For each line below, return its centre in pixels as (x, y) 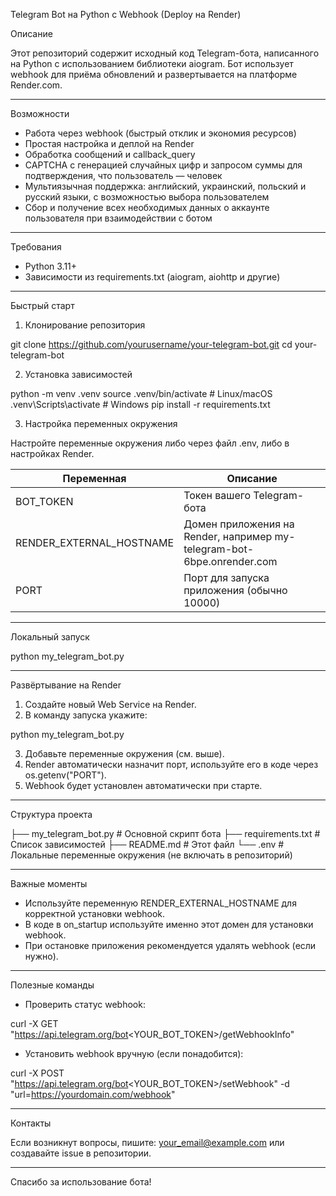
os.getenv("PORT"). (65, 775)
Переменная (94, 478)
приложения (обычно (235, 590)
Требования (36, 247)
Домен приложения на (239, 524)
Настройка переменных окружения (101, 423)
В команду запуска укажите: (86, 715)
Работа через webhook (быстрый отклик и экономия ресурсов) (160, 133)
